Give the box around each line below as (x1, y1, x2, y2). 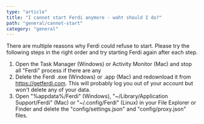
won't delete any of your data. (15, 86, 91, 94)
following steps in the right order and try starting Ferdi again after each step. (6, 49, 198, 56)
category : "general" (6, 25, 59, 32)
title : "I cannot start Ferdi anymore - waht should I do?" (6, 15, 163, 21)
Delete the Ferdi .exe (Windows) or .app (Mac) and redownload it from (15, 73, 192, 80)
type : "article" (6, 8, 47, 15)
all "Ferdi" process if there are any (15, 67, 102, 74)
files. (15, 112, 28, 119)
